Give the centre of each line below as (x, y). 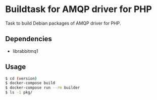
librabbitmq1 (25, 51)
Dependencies (29, 39)
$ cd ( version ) (21, 78)
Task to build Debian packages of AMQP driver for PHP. (63, 23)
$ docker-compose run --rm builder (43, 88)
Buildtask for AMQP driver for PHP (79, 9)
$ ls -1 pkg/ (19, 92)
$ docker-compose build (30, 83)
